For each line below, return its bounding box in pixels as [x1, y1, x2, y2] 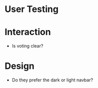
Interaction [4, 26, 51, 38]
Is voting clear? [11, 43, 43, 49]
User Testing [4, 3, 59, 15]
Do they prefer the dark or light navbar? [11, 77, 93, 83]
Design [4, 60, 35, 72]
